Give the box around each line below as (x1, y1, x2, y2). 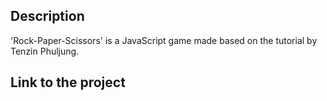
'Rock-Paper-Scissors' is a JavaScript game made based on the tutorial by (10, 34, 318, 46)
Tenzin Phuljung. (10, 45, 80, 57)
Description (10, 8, 85, 25)
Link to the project (10, 74, 126, 91)
